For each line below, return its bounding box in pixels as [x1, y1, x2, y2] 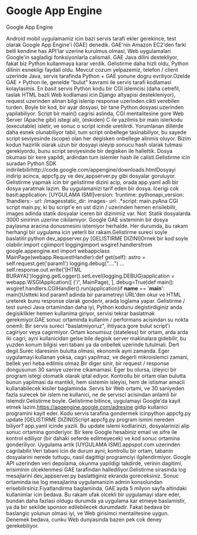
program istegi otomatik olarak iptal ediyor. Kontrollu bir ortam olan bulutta [6, 372, 186, 379]
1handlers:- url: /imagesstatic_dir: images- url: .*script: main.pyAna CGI [6, 197, 178, 204]
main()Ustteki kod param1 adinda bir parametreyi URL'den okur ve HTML [6, 291, 182, 298]
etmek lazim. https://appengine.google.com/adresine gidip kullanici [6, 403, 168, 410]
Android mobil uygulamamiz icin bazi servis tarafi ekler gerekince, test [6, 35, 176, 42]
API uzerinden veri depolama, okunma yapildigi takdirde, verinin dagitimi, [6, 460, 183, 467]
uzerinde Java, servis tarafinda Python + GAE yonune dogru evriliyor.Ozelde [6, 72, 191, 79]
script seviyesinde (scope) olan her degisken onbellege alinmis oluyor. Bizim [6, 135, 191, 142]
